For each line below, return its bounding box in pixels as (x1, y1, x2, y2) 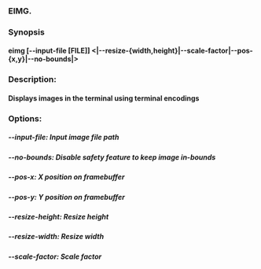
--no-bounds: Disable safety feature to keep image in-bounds (8, 152, 216, 162)
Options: (8, 112, 42, 123)
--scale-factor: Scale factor (8, 252, 102, 261)
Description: (8, 74, 57, 85)
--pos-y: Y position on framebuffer (8, 192, 126, 201)
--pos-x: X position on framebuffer (8, 172, 125, 182)
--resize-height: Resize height (8, 212, 109, 221)
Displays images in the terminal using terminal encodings (8, 93, 200, 103)
